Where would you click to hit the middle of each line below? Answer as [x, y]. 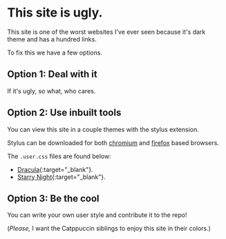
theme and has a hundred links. [52, 39]
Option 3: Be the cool [53, 198]
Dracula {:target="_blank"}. [55, 169]
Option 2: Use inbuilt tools [64, 113]
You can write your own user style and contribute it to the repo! [97, 215]
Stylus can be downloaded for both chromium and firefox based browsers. [113, 142]
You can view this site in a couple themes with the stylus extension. [103, 129]
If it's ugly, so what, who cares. [51, 90]
